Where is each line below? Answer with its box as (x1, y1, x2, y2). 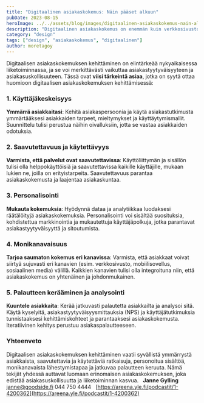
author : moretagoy (6, 43, 53, 49)
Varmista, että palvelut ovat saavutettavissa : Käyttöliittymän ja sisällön (6, 157, 186, 164)
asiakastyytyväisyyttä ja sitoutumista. (6, 224, 100, 232)
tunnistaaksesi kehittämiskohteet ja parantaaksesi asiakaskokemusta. (6, 315, 180, 323)
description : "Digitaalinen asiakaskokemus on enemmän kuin (6, 26, 162, 32)
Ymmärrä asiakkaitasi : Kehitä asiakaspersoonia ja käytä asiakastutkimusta (6, 108, 194, 116)
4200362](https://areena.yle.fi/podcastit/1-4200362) (6, 390, 140, 397)
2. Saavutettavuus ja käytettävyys (6, 143, 109, 151)
